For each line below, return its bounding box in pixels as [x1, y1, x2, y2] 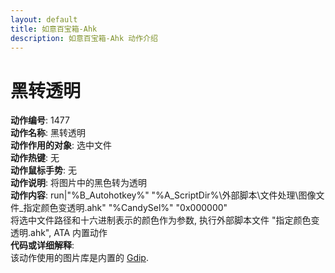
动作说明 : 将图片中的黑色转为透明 [10, 177, 147, 189]
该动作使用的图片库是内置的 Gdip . [10, 252, 149, 264]
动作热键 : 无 [10, 152, 60, 164]
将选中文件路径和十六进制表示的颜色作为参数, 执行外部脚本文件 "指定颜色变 [10, 214, 320, 226]
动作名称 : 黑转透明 [10, 127, 86, 139]
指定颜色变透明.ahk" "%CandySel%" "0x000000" [23, 202, 228, 214]
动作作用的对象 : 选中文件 [10, 139, 112, 151]
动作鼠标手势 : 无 [10, 164, 77, 176]
